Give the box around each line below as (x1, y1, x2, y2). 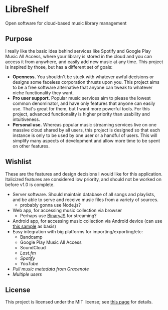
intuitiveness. (12, 116, 40, 122)
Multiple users (12, 271, 42, 277)
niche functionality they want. (12, 89, 74, 96)
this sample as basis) (12, 223, 56, 229)
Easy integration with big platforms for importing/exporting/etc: (12, 228, 143, 234)
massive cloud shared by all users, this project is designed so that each (12, 127, 160, 133)
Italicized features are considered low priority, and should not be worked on (5, 176, 162, 182)
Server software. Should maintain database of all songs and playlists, (12, 191, 155, 197)
